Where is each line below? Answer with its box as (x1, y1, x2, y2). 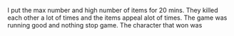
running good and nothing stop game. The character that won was (7, 21, 203, 29)
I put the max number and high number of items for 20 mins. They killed (7, 6, 219, 14)
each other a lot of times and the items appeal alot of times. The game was (7, 13, 228, 22)
